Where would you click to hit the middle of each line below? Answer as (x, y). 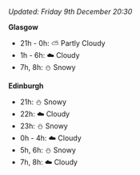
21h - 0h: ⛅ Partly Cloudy (62, 43)
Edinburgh (26, 86)
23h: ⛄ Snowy (44, 126)
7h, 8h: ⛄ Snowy (48, 67)
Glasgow (23, 27)
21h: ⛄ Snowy (43, 102)
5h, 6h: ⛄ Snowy (48, 150)
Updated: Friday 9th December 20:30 (70, 12)
